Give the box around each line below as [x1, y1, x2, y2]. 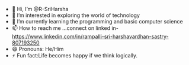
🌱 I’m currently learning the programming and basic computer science [11, 18, 183, 25]
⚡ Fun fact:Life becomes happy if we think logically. [11, 52, 138, 59]
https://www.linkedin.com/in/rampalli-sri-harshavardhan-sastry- [11, 33, 169, 40]
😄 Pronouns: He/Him [11, 46, 64, 52]
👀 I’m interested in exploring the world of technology [11, 12, 140, 19]
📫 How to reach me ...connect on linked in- [11, 25, 118, 32]
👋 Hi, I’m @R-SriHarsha [11, 6, 69, 12]
